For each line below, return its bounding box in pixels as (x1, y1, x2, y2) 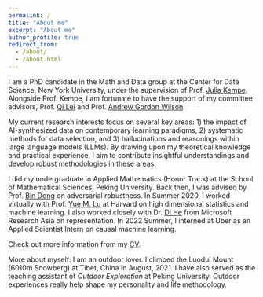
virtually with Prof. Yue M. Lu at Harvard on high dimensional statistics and (8, 199, 249, 208)
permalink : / (8, 11, 51, 20)
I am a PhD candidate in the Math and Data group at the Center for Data (8, 76, 239, 86)
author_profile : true (8, 33, 79, 42)
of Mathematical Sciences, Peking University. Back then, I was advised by (8, 182, 247, 192)
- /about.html (15, 56, 61, 64)
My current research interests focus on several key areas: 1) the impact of (8, 117, 247, 126)
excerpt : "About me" (8, 26, 76, 34)
